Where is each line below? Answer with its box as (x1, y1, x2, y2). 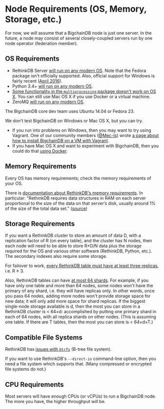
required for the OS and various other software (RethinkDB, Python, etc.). (5, 248, 152, 254)
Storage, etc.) (5, 14, 62, 25)
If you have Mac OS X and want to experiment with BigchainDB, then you (12, 143, 159, 149)
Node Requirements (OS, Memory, (5, 3, 147, 15)
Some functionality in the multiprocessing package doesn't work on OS (12, 88, 156, 94)
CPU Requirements (5, 380, 64, 388)
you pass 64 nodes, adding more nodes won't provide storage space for (5, 293, 151, 299)
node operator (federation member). (5, 40, 78, 46)
